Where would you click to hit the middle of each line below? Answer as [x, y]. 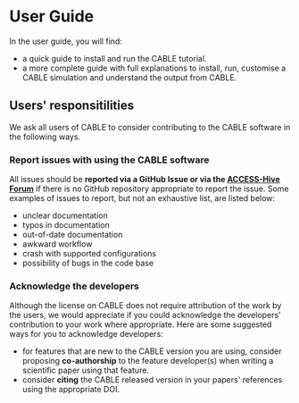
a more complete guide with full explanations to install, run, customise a [154, 68]
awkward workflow [57, 244]
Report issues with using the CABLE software [109, 160]
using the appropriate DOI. [71, 390]
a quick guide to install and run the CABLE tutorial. [114, 58]
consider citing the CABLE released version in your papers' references [152, 380]
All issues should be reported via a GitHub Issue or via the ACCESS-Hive [145, 180]
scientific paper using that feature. [86, 370]
